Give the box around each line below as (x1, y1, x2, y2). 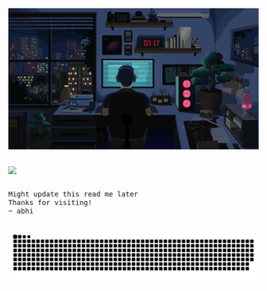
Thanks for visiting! (8, 198, 93, 208)
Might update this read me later (8, 190, 139, 199)
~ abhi (8, 207, 34, 215)
